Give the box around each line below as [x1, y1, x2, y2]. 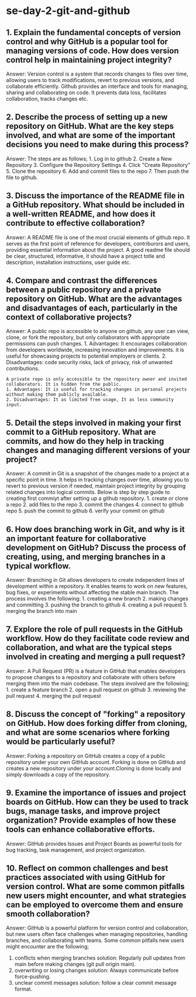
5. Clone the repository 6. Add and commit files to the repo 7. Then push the [6, 167, 189, 174]
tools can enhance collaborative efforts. [6, 824, 155, 835]
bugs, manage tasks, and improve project [6, 806, 161, 816]
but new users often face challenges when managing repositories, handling [6, 931, 188, 938]
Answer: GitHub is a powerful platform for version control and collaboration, [6, 924, 189, 931]
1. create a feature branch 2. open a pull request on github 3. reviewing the [6, 686, 186, 693]
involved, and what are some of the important [6, 131, 176, 141]
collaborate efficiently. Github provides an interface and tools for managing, [6, 83, 188, 90]
